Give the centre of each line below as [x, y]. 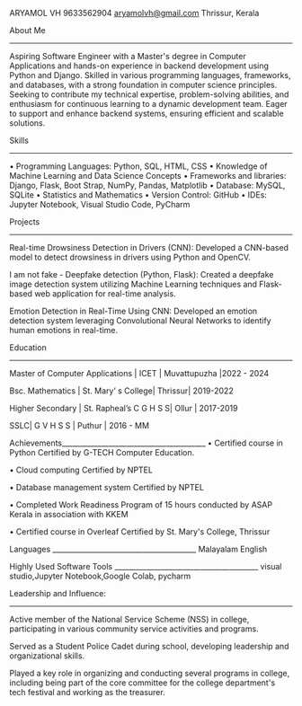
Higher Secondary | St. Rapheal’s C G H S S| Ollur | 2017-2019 [124, 408]
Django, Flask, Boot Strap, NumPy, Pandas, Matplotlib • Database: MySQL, [147, 185]
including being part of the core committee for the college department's [142, 683]
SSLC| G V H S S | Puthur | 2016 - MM [80, 425]
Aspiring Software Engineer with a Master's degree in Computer [128, 56]
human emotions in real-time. [64, 330]
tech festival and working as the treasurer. [87, 692]
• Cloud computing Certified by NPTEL [81, 470]
